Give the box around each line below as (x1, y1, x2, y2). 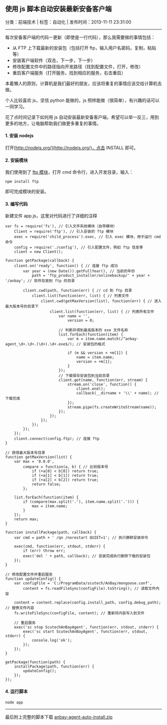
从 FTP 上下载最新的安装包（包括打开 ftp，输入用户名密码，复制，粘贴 (12, 44, 157, 51)
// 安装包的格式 (76, 342, 105, 347)
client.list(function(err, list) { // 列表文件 (31, 294, 129, 299)
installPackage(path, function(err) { (14, 664, 94, 669)
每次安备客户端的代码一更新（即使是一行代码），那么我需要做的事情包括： (5, 34, 156, 40)
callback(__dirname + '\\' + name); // (76, 391, 159, 396)
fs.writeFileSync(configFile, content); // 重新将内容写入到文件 (14, 611, 145, 616)
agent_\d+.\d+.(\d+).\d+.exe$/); (5, 342, 75, 347)
